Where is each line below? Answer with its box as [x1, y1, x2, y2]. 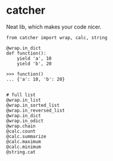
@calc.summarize [6, 133, 46, 140]
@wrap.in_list [6, 97, 42, 103]
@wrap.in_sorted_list [6, 102, 60, 108]
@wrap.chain [6, 123, 36, 129]
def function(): [6, 50, 46, 56]
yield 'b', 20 [17, 61, 52, 67]
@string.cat [6, 149, 36, 155]
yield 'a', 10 [17, 55, 52, 61]
